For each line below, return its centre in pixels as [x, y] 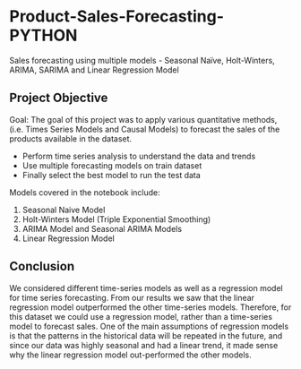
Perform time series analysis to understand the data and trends [139, 156]
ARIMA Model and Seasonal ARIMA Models [102, 228]
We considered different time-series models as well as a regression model [146, 287]
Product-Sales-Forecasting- [117, 17]
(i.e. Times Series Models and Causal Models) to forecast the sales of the [145, 129]
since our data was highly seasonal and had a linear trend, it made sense [144, 345]
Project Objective [59, 98]
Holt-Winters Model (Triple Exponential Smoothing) [116, 219]
